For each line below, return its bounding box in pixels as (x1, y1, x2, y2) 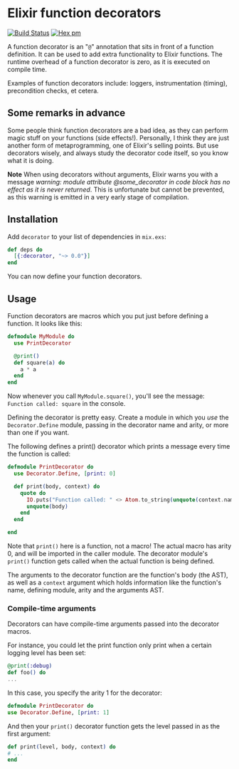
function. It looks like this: (7, 319, 83, 328)
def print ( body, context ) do (14, 483, 100, 490)
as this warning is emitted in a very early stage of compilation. (7, 192, 190, 201)
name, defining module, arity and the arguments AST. (7, 586, 164, 594)
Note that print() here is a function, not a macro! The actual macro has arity (7, 542, 232, 550)
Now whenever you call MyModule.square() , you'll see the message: (7, 392, 205, 400)
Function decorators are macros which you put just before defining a (7, 312, 208, 320)
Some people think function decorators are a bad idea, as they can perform (7, 126, 229, 135)
